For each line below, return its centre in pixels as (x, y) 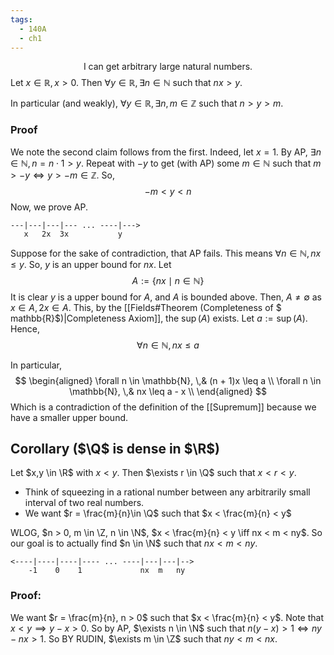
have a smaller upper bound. (69, 417)
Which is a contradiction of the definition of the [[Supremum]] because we (163, 407)
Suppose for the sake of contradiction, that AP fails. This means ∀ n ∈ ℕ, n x (166, 253)
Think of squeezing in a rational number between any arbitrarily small (167, 492)
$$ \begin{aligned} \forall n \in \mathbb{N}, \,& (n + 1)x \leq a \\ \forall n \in (168, 380)
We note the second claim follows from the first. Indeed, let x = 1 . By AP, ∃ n (166, 152)
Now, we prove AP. (49, 207)
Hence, (25, 328)
